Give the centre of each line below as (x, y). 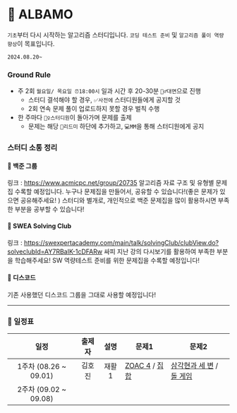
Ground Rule (29, 75)
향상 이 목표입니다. (31, 43)
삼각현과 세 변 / (194, 366)
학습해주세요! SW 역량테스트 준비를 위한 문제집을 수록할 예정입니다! (107, 260)
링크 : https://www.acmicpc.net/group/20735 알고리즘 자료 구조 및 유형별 (111, 183)
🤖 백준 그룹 (22, 166)
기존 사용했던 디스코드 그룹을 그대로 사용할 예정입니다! (82, 294)
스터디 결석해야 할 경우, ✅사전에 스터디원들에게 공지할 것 (104, 100)
